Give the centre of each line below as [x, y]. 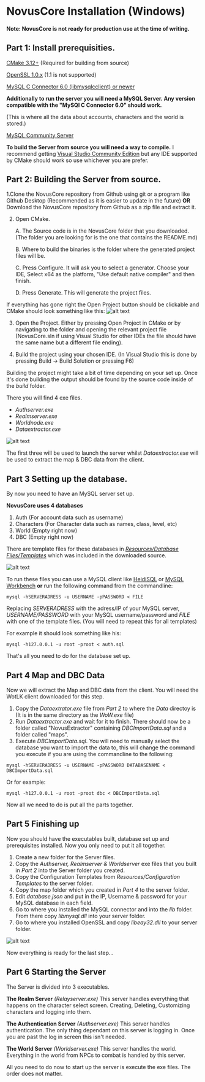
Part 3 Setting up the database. [67, 479]
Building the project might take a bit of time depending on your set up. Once [102, 373]
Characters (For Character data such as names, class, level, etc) [96, 524]
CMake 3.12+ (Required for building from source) [68, 63]
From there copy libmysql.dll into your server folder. [80, 916]
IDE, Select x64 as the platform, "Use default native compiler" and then [105, 274]
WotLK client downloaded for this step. [55, 697]
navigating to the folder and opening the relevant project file [91, 330]
